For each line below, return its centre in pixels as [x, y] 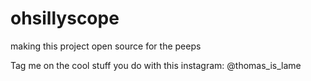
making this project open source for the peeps [106, 46]
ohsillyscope [65, 18]
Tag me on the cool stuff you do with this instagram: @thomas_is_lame [156, 65]
